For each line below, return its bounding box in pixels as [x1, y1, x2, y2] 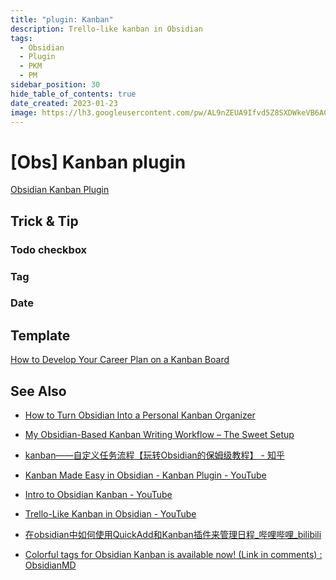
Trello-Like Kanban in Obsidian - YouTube [24, 508, 197, 520]
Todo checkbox [10, 242, 88, 256]
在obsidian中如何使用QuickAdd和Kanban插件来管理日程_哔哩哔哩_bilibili [24, 529, 322, 541]
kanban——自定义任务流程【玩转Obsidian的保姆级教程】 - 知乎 [24, 449, 285, 461]
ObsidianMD [24, 559, 77, 571]
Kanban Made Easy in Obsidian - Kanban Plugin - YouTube [24, 469, 267, 481]
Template [10, 327, 71, 344]
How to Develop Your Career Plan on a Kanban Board [10, 354, 230, 366]
